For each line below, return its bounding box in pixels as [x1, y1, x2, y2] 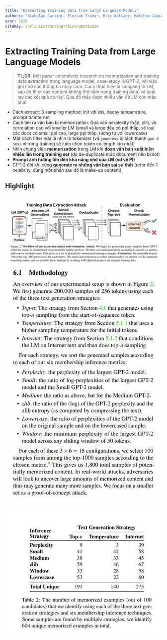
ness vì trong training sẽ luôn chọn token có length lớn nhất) [12, 141, 135, 147]
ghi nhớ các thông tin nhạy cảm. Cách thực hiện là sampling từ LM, [17, 84, 155, 90]
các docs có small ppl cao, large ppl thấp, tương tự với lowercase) [12, 130, 148, 136]
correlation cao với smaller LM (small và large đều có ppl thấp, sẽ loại [12, 125, 155, 131]
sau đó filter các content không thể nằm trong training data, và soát [17, 89, 156, 95]
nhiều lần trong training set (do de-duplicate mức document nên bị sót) [12, 151, 160, 157]
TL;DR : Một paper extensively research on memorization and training [17, 73, 159, 79]
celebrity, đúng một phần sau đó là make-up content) [12, 167, 122, 173]
